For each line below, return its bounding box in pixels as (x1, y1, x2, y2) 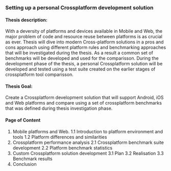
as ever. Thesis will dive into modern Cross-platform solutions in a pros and (5, 39, 164, 45)
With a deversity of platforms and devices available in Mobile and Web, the (5, 28, 162, 34)
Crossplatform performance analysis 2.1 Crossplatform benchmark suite (12, 139, 164, 145)
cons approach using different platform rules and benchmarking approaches (5, 44, 166, 51)
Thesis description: (5, 17, 47, 23)
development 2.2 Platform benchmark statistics (12, 144, 113, 151)
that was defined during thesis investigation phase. (5, 105, 113, 111)
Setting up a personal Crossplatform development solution (5, 4, 154, 11)
